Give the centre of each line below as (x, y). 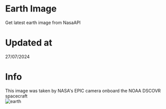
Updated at (29, 43)
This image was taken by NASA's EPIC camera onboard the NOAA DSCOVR (83, 90)
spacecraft (16, 96)
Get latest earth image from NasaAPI (43, 22)
